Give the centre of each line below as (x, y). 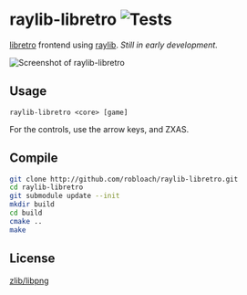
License (32, 259)
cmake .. (26, 221)
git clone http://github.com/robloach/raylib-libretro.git (124, 179)
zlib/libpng (29, 280)
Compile (34, 158)
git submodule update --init (65, 196)
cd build (26, 213)
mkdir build (32, 205)
